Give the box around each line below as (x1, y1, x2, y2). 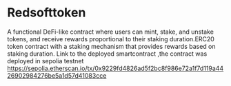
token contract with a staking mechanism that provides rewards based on (7, 42, 216, 50)
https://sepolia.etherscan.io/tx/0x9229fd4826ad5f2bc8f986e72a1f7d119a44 (7, 64, 224, 72)
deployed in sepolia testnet (7, 56, 84, 65)
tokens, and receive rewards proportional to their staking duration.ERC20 (7, 34, 215, 43)
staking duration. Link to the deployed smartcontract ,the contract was (7, 50, 208, 58)
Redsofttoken (7, 5, 86, 21)
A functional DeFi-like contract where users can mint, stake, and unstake (7, 28, 214, 36)
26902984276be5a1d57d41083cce (7, 71, 107, 80)
